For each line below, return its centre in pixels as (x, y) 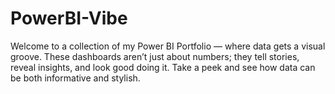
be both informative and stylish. (75, 78)
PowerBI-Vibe (69, 18)
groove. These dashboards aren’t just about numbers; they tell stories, (155, 56)
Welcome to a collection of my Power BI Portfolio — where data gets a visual (168, 46)
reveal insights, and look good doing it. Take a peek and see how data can (163, 67)
